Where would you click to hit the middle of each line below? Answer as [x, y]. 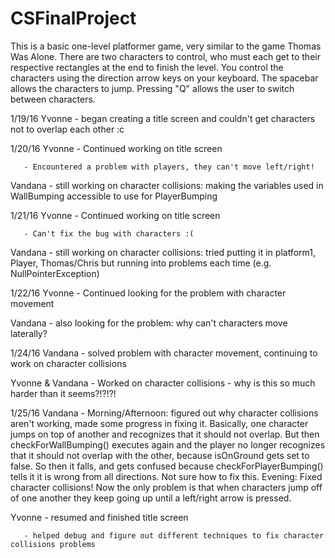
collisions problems [53, 544]
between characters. [53, 99]
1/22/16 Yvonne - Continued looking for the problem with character [148, 293]
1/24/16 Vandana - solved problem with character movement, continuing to [164, 353]
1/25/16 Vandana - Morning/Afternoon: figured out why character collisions [164, 413]
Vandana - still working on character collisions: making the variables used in [167, 185]
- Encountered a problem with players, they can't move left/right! [169, 167]
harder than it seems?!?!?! [63, 393]
